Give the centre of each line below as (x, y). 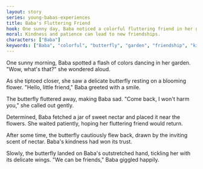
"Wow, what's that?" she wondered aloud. (58, 69)
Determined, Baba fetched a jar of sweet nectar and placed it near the (93, 117)
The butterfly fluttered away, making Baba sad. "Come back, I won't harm (98, 99)
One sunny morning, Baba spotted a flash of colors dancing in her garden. (98, 62)
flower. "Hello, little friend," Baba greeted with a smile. (73, 87)
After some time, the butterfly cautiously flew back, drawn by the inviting (97, 135)
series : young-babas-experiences (48, 18)
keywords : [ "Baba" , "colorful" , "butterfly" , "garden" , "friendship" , (97, 46)
